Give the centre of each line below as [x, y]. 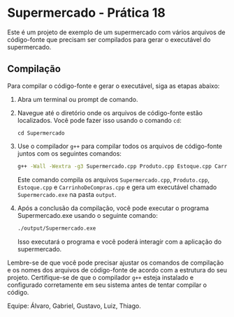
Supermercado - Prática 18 [87, 13]
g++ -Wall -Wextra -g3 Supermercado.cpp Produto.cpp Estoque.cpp [114, 166]
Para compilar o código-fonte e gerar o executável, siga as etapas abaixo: [114, 86]
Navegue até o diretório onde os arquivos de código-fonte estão [110, 112]
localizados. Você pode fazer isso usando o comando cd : [99, 120]
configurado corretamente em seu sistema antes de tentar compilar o [107, 285]
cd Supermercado [41, 133]
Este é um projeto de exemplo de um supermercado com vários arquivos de [116, 32]
